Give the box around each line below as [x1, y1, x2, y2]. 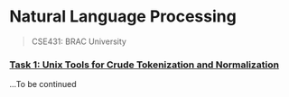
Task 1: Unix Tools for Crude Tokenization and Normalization [9, 58, 280, 71]
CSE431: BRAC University [31, 36, 126, 47]
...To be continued [9, 79, 77, 90]
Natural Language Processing [9, 6, 237, 27]
